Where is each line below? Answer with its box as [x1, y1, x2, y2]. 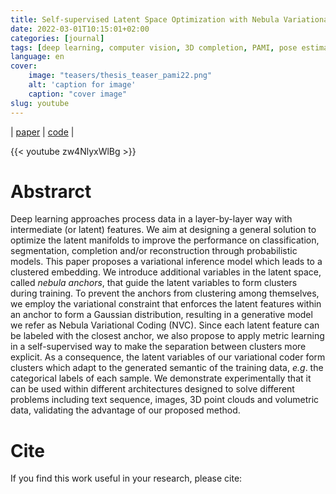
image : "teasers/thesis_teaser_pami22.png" [28, 71, 213, 81]
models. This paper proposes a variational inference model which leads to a [10, 256, 323, 268]
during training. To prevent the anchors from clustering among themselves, [10, 287, 320, 300]
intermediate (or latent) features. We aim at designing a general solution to [10, 224, 317, 236]
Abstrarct [10, 180, 92, 203]
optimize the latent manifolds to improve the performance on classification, [10, 234, 320, 246]
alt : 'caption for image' [28, 80, 137, 90]
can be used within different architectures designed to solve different [10, 383, 295, 395]
